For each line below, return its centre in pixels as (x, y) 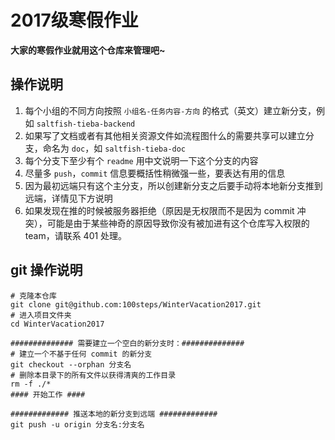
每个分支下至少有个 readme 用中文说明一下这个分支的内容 (141, 160)
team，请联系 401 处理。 (76, 235)
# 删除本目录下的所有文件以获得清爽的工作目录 (93, 375)
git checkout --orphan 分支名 (71, 364)
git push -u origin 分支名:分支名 (77, 424)
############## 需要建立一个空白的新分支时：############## (127, 343)
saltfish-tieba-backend (86, 124)
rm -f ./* (31, 384)
